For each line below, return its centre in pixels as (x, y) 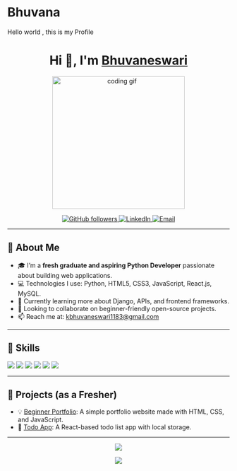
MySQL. (29, 293)
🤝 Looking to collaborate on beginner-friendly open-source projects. (117, 308)
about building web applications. (65, 275)
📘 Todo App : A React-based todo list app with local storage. (104, 427)
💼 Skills (24, 348)
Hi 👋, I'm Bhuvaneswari (119, 60)
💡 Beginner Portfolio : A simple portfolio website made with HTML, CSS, (121, 412)
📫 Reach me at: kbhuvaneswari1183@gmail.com (88, 316)
